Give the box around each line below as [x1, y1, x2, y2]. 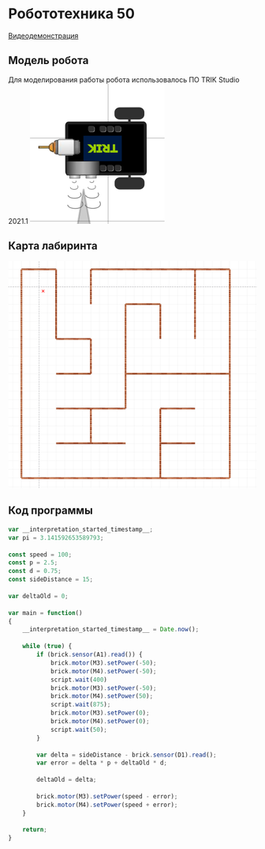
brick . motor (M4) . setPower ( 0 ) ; [50, 718, 150, 726]
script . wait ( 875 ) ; [50, 701, 111, 709]
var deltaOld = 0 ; [8, 592, 69, 600]
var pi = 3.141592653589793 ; [8, 533, 104, 542]
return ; [22, 826, 47, 834]
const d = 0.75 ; [8, 567, 62, 575]
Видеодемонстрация [8, 31, 79, 40]
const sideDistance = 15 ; [8, 575, 93, 584]
